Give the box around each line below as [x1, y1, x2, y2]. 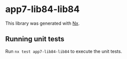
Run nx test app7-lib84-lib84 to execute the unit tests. [5, 48, 122, 54]
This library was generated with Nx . [5, 20, 80, 26]
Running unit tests [5, 35, 65, 43]
